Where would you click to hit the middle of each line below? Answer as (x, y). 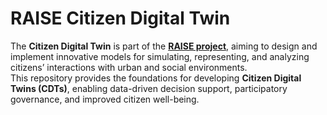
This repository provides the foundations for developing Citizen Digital (156, 78)
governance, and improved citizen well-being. (105, 99)
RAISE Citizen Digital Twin (120, 18)
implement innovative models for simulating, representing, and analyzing (160, 56)
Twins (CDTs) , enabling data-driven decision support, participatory (149, 88)
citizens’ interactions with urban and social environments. (129, 67)
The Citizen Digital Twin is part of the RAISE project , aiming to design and (164, 46)
